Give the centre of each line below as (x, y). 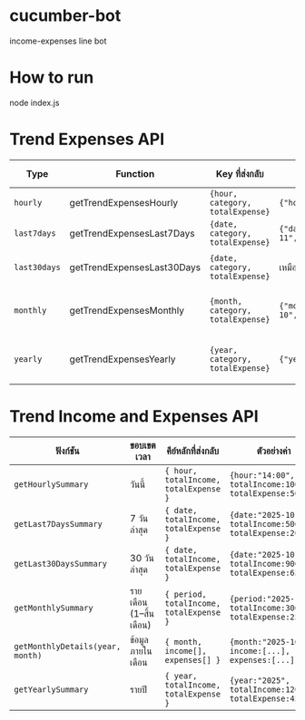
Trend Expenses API (87, 139)
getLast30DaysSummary (60, 564)
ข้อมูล (139, 639)
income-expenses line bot (58, 41)
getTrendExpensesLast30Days (135, 267)
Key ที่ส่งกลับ (240, 173)
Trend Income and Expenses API (134, 416)
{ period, (186, 594)
